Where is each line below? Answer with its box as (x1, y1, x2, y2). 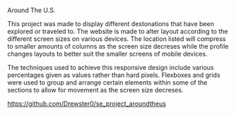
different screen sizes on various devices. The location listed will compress (7, 35, 226, 43)
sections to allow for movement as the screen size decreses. (7, 86, 184, 94)
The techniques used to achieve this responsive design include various (7, 63, 214, 71)
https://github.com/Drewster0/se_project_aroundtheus (7, 99, 166, 108)
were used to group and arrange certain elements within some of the (7, 78, 208, 87)
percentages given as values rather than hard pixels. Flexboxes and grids (7, 71, 220, 79)
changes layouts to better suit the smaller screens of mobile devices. (7, 49, 208, 58)
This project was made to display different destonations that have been (7, 20, 214, 28)
